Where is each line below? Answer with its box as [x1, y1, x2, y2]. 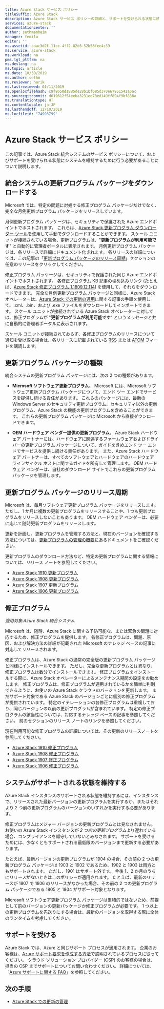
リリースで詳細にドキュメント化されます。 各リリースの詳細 [21, 249, 143, 255]
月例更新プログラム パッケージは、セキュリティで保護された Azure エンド [5, 218, 153, 225]
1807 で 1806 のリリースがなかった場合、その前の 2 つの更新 [19, 880, 141, 886]
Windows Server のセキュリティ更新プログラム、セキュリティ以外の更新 [12, 401, 158, 407]
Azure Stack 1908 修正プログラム [12, 750, 79, 757]
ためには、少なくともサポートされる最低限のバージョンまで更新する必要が [5, 839, 155, 845]
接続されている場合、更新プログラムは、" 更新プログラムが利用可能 [18, 237, 152, 243]
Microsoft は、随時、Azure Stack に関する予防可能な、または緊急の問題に [5, 628, 154, 634]
